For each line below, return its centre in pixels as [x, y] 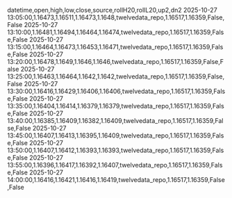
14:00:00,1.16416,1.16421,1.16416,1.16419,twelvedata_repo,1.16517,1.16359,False [116, 180]
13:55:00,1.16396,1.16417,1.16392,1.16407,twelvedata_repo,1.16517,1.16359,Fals [115, 165]
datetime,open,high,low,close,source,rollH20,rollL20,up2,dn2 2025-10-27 [112, 10]
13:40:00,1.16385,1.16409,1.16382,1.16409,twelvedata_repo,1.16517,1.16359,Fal [115, 121]
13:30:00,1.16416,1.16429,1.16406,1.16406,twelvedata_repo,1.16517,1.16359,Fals [116, 91]
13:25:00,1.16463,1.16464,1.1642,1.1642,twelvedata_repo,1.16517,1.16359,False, [116, 76]
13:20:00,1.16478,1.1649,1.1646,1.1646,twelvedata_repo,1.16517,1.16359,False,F [116, 61]
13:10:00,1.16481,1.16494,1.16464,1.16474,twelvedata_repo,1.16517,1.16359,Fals [116, 32]
